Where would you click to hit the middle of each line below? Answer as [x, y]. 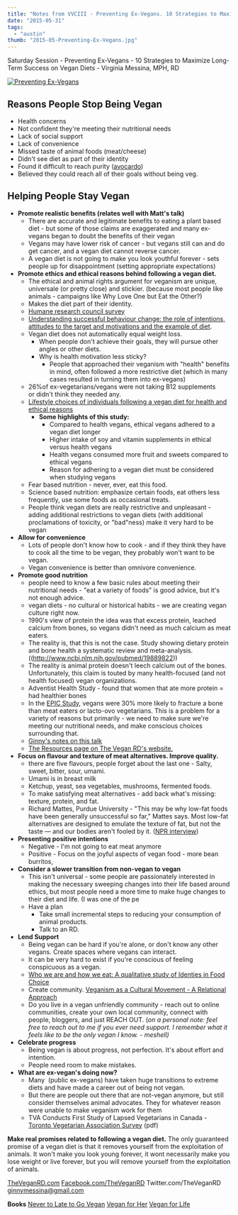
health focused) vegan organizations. [83, 680]
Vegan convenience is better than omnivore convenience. [112, 567]
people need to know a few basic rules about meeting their [114, 582]
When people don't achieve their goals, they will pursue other [129, 341]
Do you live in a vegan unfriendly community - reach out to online [124, 1004]
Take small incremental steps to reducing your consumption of [130, 914]
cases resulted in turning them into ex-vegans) [118, 379]
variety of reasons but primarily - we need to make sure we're [118, 718]
